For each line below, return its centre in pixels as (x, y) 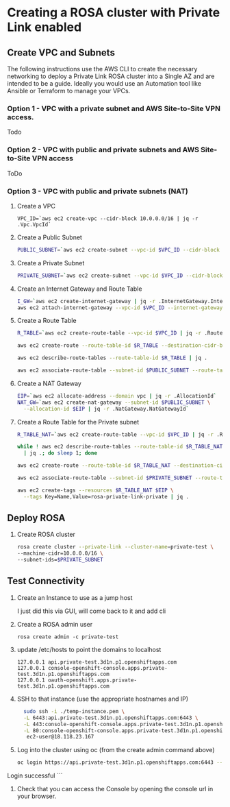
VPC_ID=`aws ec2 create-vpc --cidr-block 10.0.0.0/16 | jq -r (107, 218)
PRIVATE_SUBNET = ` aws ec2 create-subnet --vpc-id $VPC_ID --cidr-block (120, 276)
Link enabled (44, 27)
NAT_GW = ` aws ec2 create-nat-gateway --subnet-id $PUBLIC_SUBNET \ (114, 402)
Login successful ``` (35, 775)
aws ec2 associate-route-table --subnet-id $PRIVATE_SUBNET (104, 478)
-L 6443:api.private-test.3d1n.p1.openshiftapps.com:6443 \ (111, 718)
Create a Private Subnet (51, 263)
